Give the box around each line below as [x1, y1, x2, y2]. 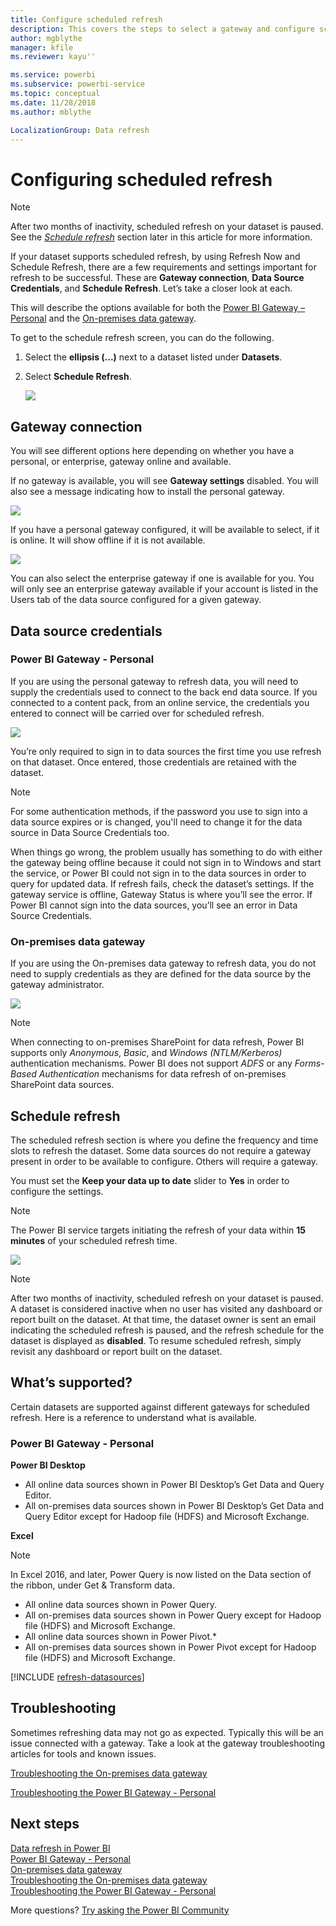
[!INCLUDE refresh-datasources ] [10, 1671, 145, 1683]
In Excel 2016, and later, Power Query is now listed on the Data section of [10, 1569, 312, 1581]
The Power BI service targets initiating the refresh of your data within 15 [10, 1224, 307, 1236]
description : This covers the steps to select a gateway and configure [10, 24, 315, 34]
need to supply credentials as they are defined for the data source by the [10, 968, 312, 980]
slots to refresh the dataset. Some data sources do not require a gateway [10, 1144, 312, 1156]
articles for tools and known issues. [10, 1747, 157, 1760]
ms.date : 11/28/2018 [10, 97, 97, 108]
